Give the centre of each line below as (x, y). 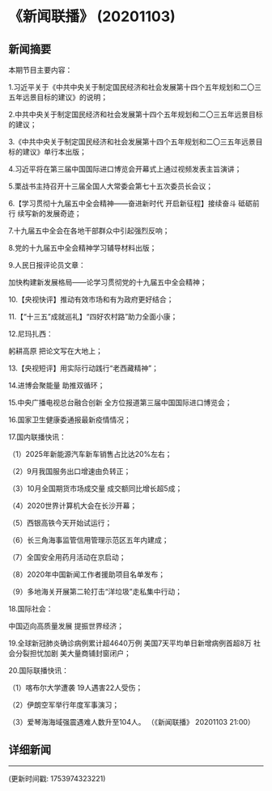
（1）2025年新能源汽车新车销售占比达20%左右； (90, 454)
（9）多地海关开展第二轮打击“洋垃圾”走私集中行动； (96, 592)
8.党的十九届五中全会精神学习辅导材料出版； (83, 248)
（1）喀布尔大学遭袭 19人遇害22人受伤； (76, 687)
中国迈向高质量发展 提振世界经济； (66, 626)
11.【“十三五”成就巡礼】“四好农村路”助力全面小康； (93, 317)
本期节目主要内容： (40, 70)
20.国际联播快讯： (39, 670)
